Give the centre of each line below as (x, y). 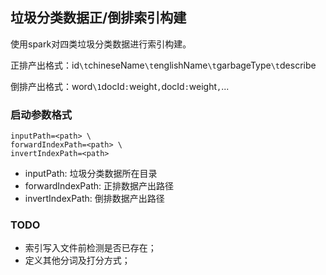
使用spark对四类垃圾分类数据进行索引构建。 (101, 44)
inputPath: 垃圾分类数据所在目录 (91, 174)
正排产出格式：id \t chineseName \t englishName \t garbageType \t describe (163, 65)
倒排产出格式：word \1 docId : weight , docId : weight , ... (120, 86)
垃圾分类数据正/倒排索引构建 (98, 18)
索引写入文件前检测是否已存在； (90, 248)
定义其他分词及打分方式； (77, 260)
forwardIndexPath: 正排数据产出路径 (99, 186)
